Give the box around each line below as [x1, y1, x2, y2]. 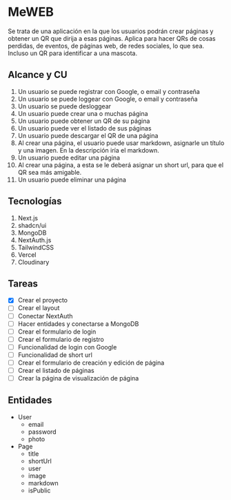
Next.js [17, 213, 39, 222]
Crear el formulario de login [17, 327, 97, 336]
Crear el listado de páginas [17, 366, 95, 374]
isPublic [28, 486, 51, 494]
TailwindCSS [17, 243, 54, 251]
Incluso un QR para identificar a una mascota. [8, 49, 137, 57]
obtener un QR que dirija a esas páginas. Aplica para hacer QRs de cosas [8, 34, 216, 42]
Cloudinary [17, 258, 50, 266]
